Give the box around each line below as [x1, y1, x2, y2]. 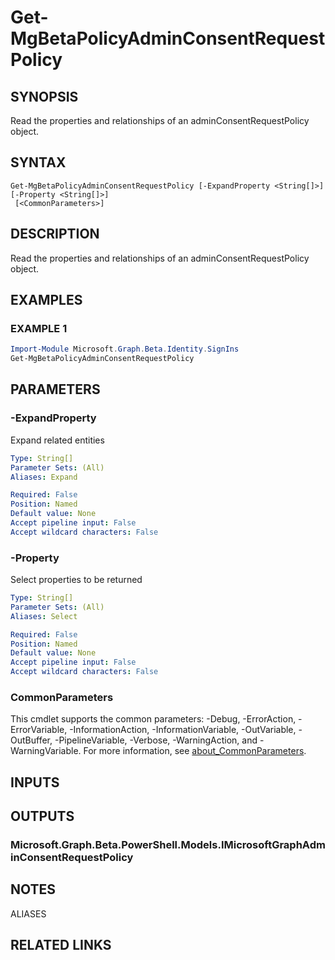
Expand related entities [10, 434, 105, 446]
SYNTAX [10, 154, 67, 171]
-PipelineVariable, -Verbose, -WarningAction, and [54, 734, 258, 746]
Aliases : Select [10, 611, 78, 621]
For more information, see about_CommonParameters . [83, 745, 307, 757]
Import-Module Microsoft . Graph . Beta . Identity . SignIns [10, 344, 240, 355]
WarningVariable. [10, 745, 82, 757]
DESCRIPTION [10, 226, 100, 243]
